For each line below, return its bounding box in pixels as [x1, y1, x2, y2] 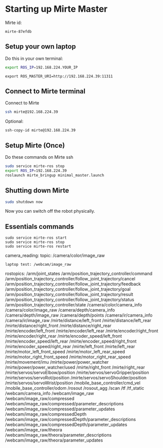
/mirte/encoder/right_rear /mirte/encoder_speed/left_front [5, 333, 122, 339]
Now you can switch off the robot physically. [5, 208, 95, 214]
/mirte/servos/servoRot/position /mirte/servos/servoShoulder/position [5, 375, 147, 381]
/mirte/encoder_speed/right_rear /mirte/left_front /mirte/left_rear [5, 344, 135, 349]
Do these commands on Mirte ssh [5, 154, 74, 160]
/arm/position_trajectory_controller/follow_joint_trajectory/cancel [5, 276, 136, 282]
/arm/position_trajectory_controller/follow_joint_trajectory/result [5, 292, 134, 298]
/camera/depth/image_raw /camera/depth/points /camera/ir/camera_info [5, 312, 153, 318]
